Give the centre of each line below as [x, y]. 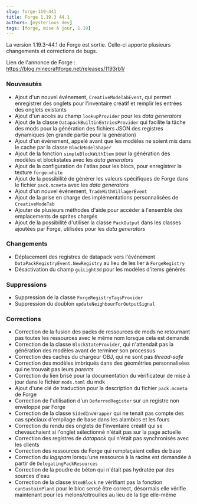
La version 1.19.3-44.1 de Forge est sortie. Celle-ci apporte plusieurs [88, 45]
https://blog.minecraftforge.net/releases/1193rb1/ [65, 69]
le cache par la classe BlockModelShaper [63, 147]
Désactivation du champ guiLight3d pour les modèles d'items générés [100, 269]
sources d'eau [32, 476]
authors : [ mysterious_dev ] [39, 22]
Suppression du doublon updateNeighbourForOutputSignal [85, 304]
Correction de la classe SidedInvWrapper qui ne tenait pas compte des [99, 413]
